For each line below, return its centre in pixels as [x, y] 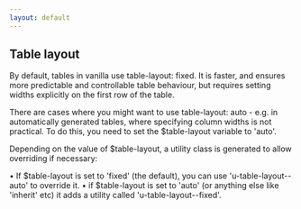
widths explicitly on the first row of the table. [92, 95]
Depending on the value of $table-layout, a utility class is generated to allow [151, 149]
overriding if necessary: [54, 159]
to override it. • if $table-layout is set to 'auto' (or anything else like [155, 186]
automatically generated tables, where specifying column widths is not [141, 122]
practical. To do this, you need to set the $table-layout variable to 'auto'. [143, 132]
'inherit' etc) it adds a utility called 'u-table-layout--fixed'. [116, 195]
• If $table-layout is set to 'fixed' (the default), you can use [119, 176]
